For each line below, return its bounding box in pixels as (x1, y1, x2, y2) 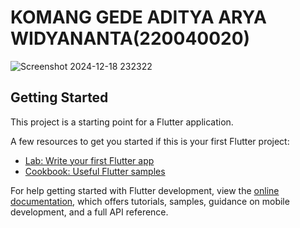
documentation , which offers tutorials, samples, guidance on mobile (10, 195, 290, 207)
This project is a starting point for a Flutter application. (10, 116, 234, 128)
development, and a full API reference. (10, 206, 169, 218)
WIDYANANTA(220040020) (10, 27, 251, 50)
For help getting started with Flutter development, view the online (10, 184, 280, 196)
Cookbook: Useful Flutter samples (24, 165, 166, 177)
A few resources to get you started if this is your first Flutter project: (10, 135, 290, 147)
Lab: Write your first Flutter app (24, 154, 155, 166)
